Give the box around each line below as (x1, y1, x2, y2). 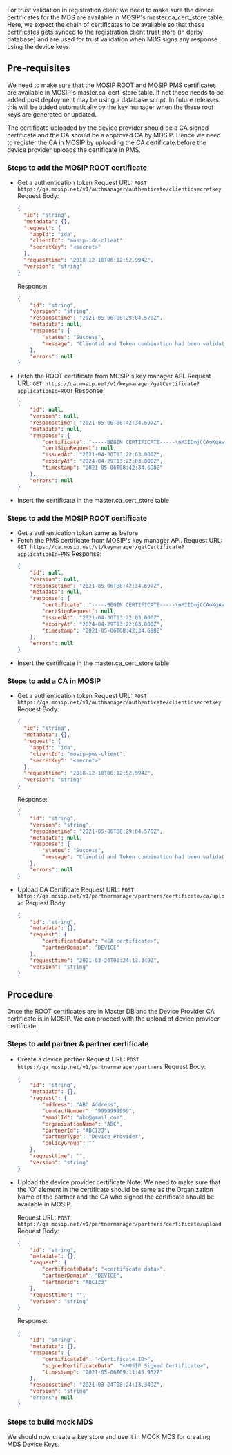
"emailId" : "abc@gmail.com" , (42, 1114, 126, 1121)
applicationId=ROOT (17, 388, 74, 395)
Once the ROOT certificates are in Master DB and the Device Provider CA (7, 1008, 215, 1016)
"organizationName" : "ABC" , (42, 1120, 123, 1128)
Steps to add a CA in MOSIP (7, 676, 101, 686)
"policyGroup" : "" (42, 1139, 95, 1147)
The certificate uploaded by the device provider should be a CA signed (7, 124, 209, 132)
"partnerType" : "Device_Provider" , (42, 1133, 145, 1140)
